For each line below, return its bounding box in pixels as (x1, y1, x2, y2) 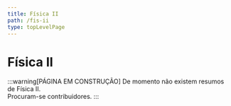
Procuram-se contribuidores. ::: (7, 93, 100, 101)
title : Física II (7, 10, 59, 18)
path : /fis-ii (7, 17, 50, 24)
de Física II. (7, 85, 41, 93)
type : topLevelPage (7, 23, 65, 30)
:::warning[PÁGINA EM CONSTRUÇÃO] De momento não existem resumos (7, 77, 225, 86)
